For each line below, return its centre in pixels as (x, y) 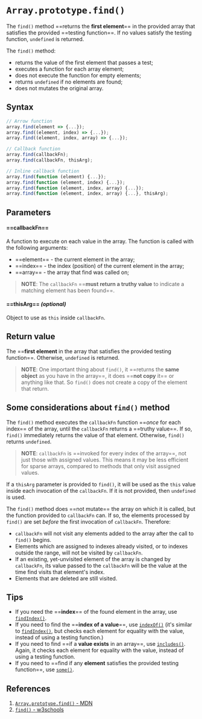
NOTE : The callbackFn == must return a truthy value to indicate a (103, 284)
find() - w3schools (39, 710)
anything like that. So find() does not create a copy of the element (104, 382)
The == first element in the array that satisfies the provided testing (89, 351)
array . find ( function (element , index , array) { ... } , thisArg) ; (87, 194)
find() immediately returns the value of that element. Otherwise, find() (96, 435)
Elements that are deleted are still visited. (66, 578)
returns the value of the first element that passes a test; (84, 62)
